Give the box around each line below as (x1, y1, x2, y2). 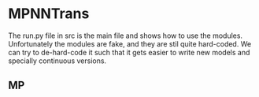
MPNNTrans (8, 5, 90, 23)
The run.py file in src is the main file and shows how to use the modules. (8, 31, 242, 40)
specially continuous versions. (8, 56, 107, 65)
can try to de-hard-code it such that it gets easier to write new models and (8, 47, 250, 57)
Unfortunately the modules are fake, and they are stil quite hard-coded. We (8, 39, 252, 48)
